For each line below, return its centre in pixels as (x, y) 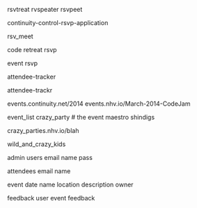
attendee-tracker (32, 77)
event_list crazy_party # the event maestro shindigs (81, 117)
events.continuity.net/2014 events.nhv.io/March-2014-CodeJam (99, 104)
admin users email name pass (50, 158)
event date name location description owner (70, 184)
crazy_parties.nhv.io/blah (43, 130)
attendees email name (39, 171)
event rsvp (23, 63)
